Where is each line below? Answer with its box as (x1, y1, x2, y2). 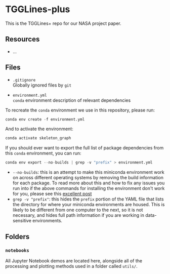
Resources (5, 35, 40, 44)
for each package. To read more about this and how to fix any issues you (12, 180, 165, 186)
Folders (5, 232, 30, 241)
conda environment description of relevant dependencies (12, 97, 131, 103)
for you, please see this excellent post (12, 191, 92, 197)
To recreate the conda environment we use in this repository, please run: (5, 107, 155, 113)
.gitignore (12, 77, 36, 83)
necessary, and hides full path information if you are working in (12, 212, 145, 218)
